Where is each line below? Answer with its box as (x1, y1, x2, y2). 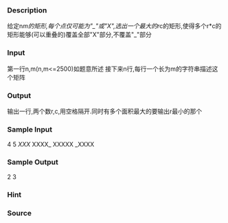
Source (7, 209, 32, 218)
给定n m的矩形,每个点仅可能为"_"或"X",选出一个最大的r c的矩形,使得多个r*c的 (7, 22, 222, 30)
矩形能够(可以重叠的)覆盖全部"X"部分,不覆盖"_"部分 (7, 30, 152, 39)
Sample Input (7, 124, 53, 134)
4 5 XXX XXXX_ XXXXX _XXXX (7, 140, 95, 149)
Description (7, 5, 47, 15)
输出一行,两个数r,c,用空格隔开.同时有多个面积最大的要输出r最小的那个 (7, 107, 203, 115)
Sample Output (7, 157, 58, 167)
